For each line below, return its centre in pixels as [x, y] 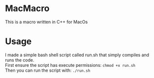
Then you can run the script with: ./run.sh [48, 70]
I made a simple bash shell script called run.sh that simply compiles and [77, 55]
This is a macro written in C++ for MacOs [46, 22]
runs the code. [20, 60]
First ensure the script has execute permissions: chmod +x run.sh [70, 65]
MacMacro [27, 8]
